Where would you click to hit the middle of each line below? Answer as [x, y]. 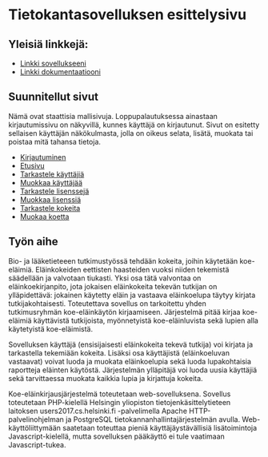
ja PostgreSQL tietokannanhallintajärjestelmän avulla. [153, 419]
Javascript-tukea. [37, 444]
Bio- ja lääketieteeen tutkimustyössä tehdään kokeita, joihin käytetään [123, 260]
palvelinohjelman [36, 419]
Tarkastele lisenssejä [54, 191]
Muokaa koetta [44, 217]
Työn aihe [33, 242]
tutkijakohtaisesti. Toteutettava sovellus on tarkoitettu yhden [107, 303]
